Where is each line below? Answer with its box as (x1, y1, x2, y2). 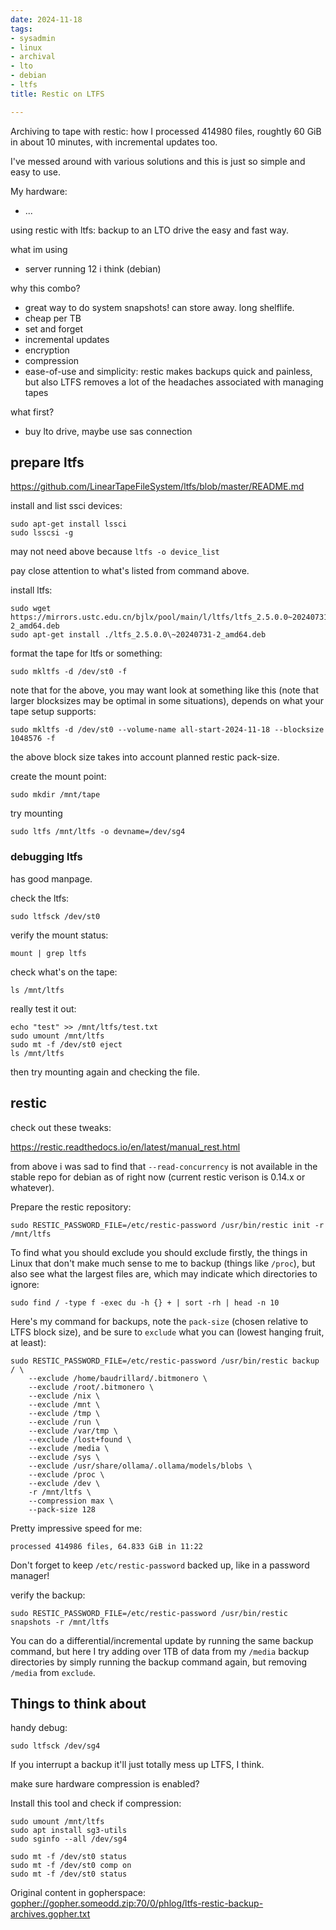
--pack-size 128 (28, 1504, 97, 1515)
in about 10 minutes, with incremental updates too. (10, 136, 218, 148)
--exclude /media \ (28, 1443, 110, 1453)
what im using (10, 243, 68, 255)
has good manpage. (10, 872, 93, 885)
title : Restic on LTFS (10, 89, 105, 99)
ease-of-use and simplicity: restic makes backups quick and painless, (24, 365, 313, 377)
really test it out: (10, 1002, 77, 1015)
